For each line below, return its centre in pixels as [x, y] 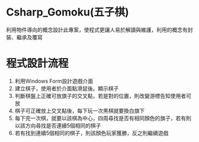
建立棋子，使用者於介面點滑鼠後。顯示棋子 [67, 88]
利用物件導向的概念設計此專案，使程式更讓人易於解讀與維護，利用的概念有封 [99, 30]
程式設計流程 [38, 64]
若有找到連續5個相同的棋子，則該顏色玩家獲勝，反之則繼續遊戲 [92, 133]
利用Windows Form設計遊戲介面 [54, 81]
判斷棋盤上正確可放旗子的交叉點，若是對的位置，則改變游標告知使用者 [100, 96]
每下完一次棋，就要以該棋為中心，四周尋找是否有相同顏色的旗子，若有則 [103, 118]
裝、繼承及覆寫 [24, 37]
